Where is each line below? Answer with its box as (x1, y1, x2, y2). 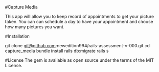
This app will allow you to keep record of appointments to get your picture (5, 14, 154, 19)
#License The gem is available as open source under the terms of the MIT (5, 57, 154, 63)
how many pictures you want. (5, 24, 65, 30)
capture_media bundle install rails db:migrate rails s (5, 48, 109, 54)
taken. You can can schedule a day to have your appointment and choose (5, 19, 153, 24)
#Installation (5, 34, 30, 39)
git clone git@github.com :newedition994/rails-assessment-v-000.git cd (5, 43, 150, 48)
